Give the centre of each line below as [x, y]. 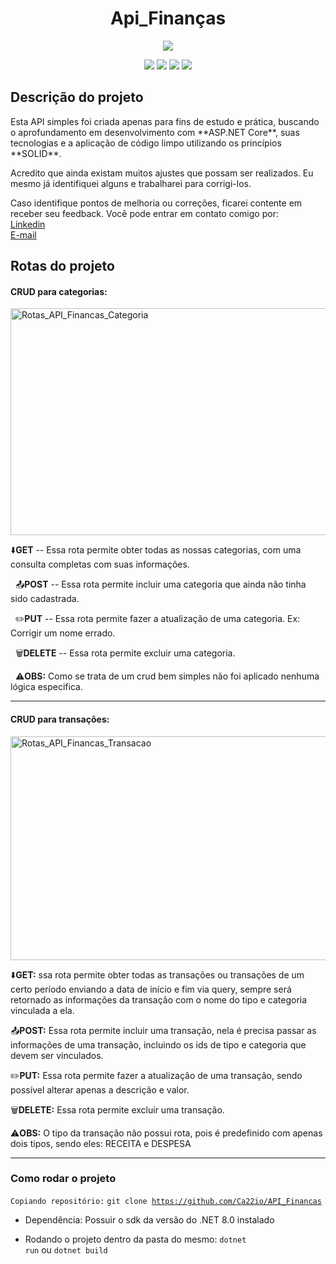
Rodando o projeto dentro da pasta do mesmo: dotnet [135, 1239]
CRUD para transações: [60, 719]
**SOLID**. [36, 153]
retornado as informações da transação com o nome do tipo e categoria [159, 999]
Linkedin [28, 224]
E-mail [23, 234]
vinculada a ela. [42, 1010]
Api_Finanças [168, 18]
